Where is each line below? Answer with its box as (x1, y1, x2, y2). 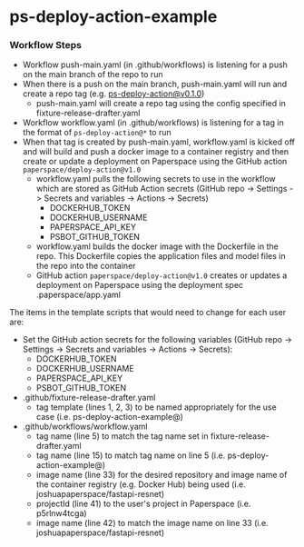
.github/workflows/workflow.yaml (22, 421, 148, 433)
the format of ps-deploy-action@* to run (22, 127, 172, 138)
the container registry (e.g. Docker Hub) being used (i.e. (35, 479, 247, 490)
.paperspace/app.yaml (35, 289, 121, 301)
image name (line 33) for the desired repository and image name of (35, 470, 288, 481)
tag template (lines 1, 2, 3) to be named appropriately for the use (35, 402, 277, 413)
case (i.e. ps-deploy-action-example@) (35, 412, 184, 423)
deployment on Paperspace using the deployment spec (35, 280, 243, 291)
